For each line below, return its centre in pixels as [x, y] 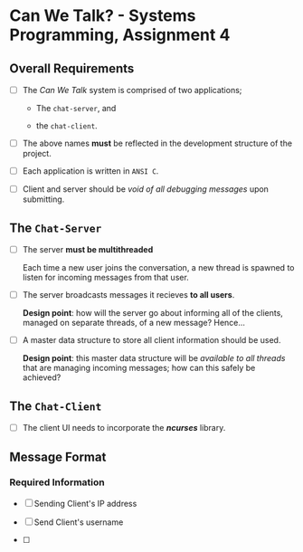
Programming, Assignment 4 [120, 35]
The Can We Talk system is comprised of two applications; [132, 90]
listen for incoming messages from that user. [106, 278]
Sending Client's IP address [85, 503]
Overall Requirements [72, 68]
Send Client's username [79, 522]
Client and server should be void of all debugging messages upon [146, 189]
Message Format [58, 457]
